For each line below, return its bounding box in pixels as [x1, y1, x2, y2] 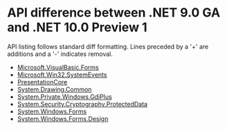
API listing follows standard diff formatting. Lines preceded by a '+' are [7, 42, 209, 50]
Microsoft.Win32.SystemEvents [17, 71, 107, 79]
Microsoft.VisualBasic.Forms [17, 63, 99, 71]
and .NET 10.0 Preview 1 [7, 19, 147, 35]
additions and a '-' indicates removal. [7, 50, 113, 58]
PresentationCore [17, 77, 68, 86]
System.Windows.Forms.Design [17, 114, 109, 122]
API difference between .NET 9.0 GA [7, 5, 221, 21]
